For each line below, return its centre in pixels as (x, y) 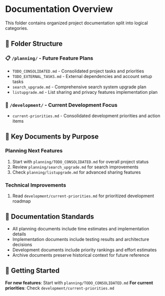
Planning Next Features (34, 151)
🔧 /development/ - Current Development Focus (61, 105)
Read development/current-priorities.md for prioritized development (83, 196)
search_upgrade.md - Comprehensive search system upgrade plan (79, 87)
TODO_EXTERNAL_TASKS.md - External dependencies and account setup (82, 76)
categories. (17, 28)
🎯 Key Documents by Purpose (52, 137)
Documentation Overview (59, 9)
